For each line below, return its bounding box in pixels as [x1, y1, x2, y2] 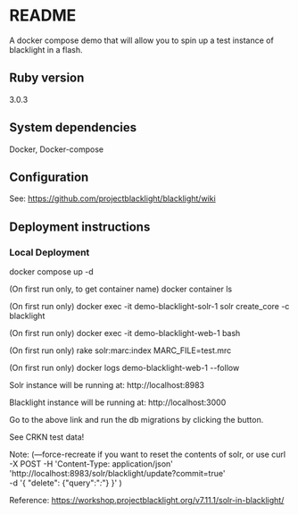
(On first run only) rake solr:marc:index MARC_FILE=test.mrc [9, 345, 232, 356]
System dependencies [9, 120, 137, 135]
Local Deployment [9, 246, 90, 258]
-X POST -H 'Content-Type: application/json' [9, 459, 174, 469]
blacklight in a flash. [9, 44, 83, 55]
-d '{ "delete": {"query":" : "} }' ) [9, 477, 122, 488]
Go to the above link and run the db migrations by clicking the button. [9, 415, 264, 426]
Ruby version [9, 71, 85, 86]
